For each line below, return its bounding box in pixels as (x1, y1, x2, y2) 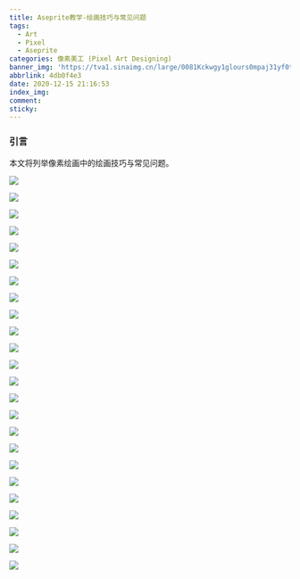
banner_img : (9, 63, 54, 72)
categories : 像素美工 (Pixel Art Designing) (9, 54, 172, 63)
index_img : (9, 87, 50, 96)
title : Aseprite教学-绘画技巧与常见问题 (9, 12, 147, 22)
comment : (9, 95, 42, 105)
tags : (9, 21, 29, 30)
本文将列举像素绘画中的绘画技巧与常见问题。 (9, 157, 174, 168)
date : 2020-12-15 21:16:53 (9, 79, 110, 88)
